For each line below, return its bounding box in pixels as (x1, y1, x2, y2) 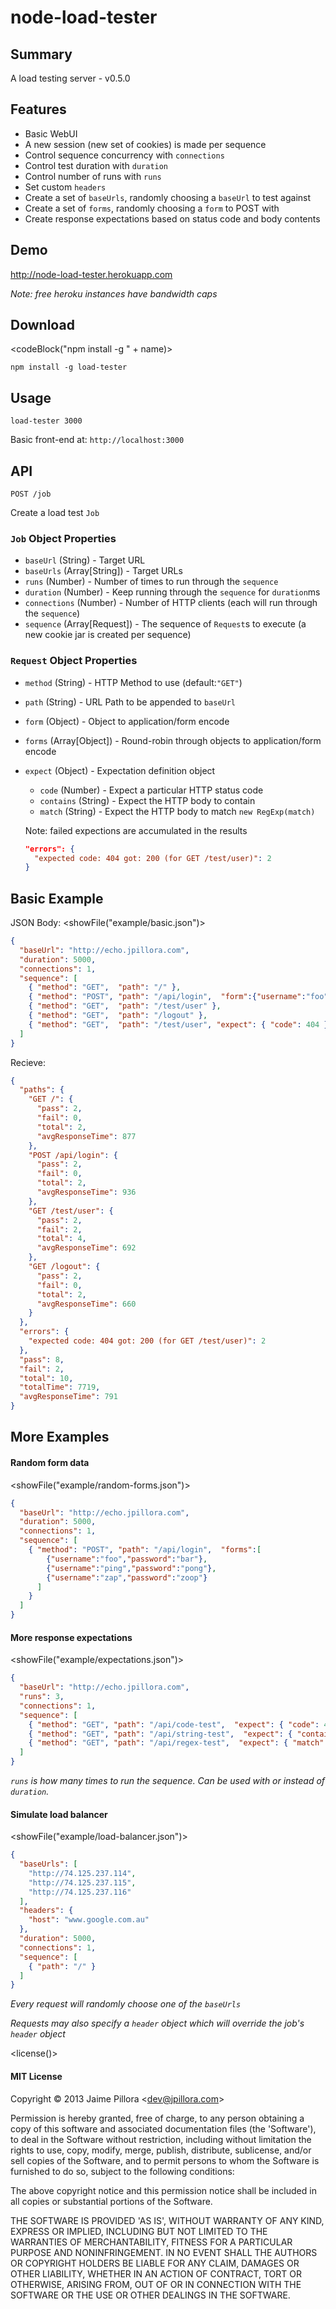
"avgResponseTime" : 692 (36, 1243, 137, 1253)
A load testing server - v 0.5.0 (10, 72, 131, 84)
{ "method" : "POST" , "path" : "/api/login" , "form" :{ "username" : (28, 992, 307, 1002)
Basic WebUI (24, 127, 78, 140)
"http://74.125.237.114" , (28, 1868, 137, 1878)
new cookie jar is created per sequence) (24, 629, 192, 641)
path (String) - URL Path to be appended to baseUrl (24, 696, 237, 708)
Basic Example (10, 890, 104, 907)
